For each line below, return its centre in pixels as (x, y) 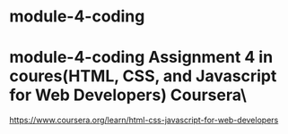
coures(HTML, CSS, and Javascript (143, 76)
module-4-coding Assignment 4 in (141, 58)
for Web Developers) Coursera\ (128, 95)
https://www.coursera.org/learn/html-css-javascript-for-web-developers (144, 120)
